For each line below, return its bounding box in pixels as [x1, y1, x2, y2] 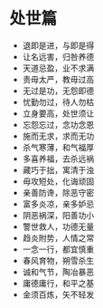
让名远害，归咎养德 [22, 51, 95, 62]
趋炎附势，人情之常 [22, 232, 95, 243]
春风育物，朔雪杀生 [22, 255, 95, 265]
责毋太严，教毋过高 [22, 73, 95, 84]
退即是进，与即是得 [22, 40, 95, 51]
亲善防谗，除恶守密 [22, 187, 95, 197]
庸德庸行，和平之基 [22, 277, 95, 288]
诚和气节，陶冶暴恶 [22, 266, 95, 277]
